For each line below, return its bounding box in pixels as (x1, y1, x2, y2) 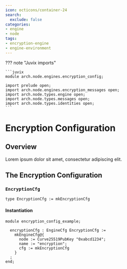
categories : (5, 21, 31, 27)
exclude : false (10, 17, 42, 22)
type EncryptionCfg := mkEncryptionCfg (5, 196, 90, 202)
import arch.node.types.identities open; (5, 101, 95, 106)
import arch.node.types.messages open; (5, 96, 90, 101)
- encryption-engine (5, 41, 49, 46)
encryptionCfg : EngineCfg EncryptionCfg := (10, 228, 106, 233)
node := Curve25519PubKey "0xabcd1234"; (18, 236, 106, 242)
